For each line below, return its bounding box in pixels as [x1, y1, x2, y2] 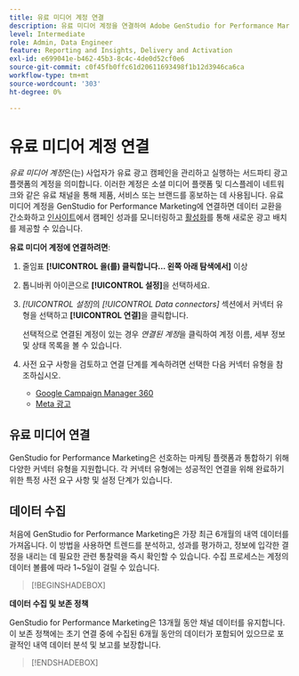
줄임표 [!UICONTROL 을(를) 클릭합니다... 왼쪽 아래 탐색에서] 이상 [21, 261, 248, 272]
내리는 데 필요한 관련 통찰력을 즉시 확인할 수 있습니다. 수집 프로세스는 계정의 [25, 551, 289, 562]
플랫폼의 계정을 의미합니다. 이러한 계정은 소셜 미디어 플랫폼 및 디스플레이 [9, 179, 261, 190]
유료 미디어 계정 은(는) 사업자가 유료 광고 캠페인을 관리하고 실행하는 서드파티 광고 [9, 167, 288, 178]
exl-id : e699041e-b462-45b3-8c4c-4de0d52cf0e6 [9, 54, 185, 63]
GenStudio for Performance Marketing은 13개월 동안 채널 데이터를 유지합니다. [9, 617, 286, 628]
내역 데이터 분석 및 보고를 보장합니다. [32, 639, 162, 650]
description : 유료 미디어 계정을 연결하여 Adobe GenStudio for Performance [9, 21, 274, 30]
